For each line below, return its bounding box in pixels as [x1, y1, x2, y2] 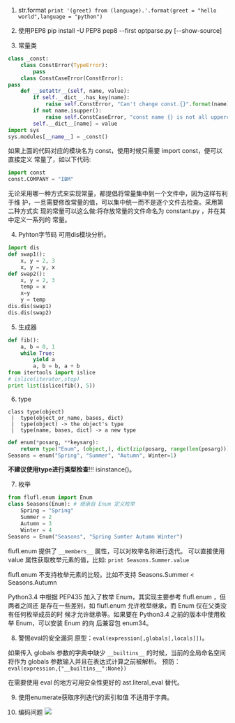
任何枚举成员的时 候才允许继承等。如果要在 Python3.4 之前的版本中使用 [13, 610, 220, 618]
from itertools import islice [8, 370, 96, 377]
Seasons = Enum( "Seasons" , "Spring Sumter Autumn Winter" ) [8, 533, 183, 540]
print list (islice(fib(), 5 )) [8, 382, 96, 389]
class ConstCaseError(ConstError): [20, 75, 124, 82]
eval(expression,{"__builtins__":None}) [8, 665, 128, 672]
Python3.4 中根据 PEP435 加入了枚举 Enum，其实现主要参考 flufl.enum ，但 [8, 592, 226, 601]
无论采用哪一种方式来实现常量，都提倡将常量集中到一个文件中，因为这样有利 [8, 189, 228, 198]
